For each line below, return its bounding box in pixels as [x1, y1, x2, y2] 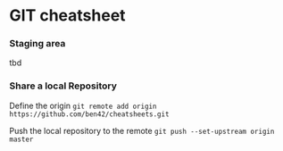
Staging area [9, 38, 66, 50]
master [9, 135, 34, 144]
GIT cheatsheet [9, 5, 127, 26]
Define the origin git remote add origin [9, 100, 157, 111]
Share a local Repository [9, 80, 118, 92]
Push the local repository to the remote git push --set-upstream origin [9, 125, 275, 136]
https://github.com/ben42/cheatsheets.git [9, 109, 170, 119]
